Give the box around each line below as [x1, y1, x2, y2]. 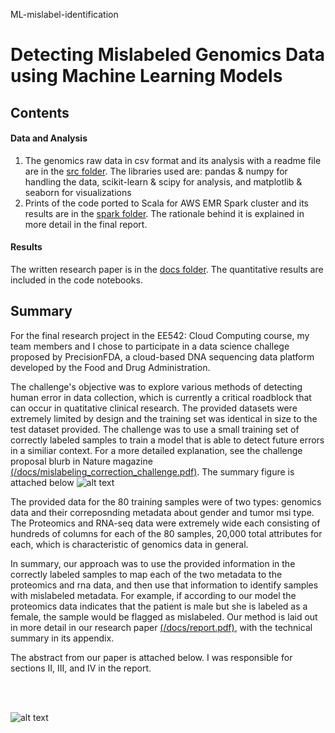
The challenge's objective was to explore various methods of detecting [10, 380, 303, 393]
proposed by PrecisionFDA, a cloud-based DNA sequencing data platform [10, 350, 315, 363]
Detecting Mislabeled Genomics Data [10, 44, 326, 66]
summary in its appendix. [10, 632, 115, 644]
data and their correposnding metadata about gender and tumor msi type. [10, 506, 315, 518]
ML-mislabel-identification [10, 9, 119, 20]
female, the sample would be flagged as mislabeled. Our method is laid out [10, 610, 318, 623]
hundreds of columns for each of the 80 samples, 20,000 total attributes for [10, 527, 323, 539]
